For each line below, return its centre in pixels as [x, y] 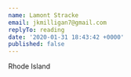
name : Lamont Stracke [44, 15]
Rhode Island [29, 66]
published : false [36, 44]
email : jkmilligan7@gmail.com [58, 23]
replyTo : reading [36, 30]
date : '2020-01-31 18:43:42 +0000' [66, 37]
